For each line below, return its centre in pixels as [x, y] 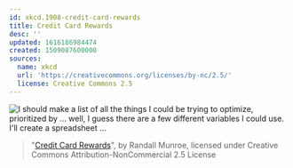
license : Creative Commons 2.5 [75, 84]
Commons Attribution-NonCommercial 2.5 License [123, 154]
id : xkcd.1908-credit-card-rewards [75, 17]
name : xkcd [37, 68]
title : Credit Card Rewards [61, 26]
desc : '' [25, 34]
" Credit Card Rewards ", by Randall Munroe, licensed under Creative [154, 145]
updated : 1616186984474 [53, 42]
